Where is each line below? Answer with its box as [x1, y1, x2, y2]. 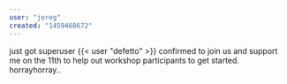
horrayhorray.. [9, 64, 62, 75]
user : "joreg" [9, 12, 62, 22]
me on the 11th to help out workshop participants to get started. [9, 55, 240, 65]
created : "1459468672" [9, 21, 93, 30]
